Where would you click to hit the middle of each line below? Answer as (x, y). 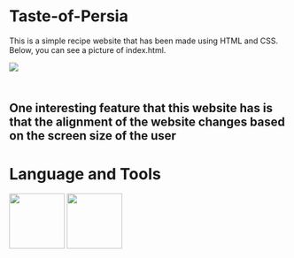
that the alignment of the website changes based (147, 122)
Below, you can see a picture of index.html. (88, 49)
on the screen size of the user (93, 136)
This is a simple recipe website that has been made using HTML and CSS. (144, 41)
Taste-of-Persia (69, 16)
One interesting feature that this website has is (141, 108)
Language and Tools (85, 174)
